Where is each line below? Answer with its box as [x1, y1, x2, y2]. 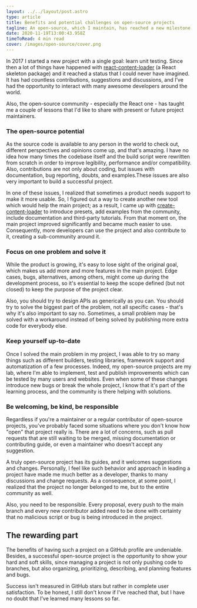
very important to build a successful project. [6, 178, 113, 185]
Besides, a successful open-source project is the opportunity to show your [6, 552, 188, 559]
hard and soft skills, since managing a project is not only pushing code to [6, 559, 183, 566]
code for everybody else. [6, 323, 68, 330]
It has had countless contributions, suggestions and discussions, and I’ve [6, 76, 184, 83]
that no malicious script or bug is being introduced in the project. [6, 513, 163, 520]
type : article [6, 14, 41, 20]
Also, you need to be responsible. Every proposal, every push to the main [6, 501, 184, 508]
